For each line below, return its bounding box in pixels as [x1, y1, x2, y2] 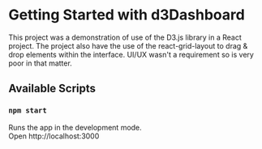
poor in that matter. [8, 58, 73, 68]
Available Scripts [8, 82, 96, 96]
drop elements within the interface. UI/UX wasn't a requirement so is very [8, 49, 254, 59]
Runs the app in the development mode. [8, 122, 142, 132]
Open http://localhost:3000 [8, 131, 100, 141]
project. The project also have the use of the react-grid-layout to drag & [8, 40, 248, 50]
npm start [8, 106, 47, 115]
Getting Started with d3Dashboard [8, 6, 245, 24]
